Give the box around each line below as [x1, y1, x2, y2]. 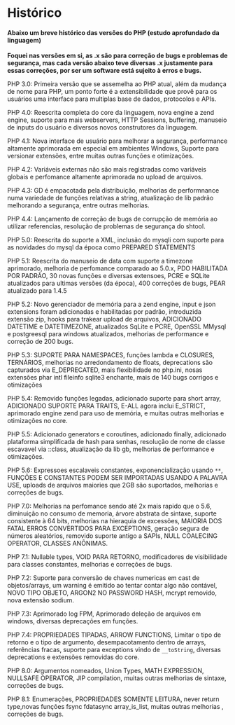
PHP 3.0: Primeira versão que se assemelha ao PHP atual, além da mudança [7, 80, 227, 88]
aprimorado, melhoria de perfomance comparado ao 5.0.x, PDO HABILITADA [7, 264, 228, 272]
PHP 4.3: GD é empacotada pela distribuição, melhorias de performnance [7, 186, 220, 195]
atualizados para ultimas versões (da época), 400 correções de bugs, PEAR [7, 279, 226, 288]
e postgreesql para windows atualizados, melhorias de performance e [7, 330, 209, 338]
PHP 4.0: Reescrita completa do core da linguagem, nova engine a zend [7, 109, 215, 117]
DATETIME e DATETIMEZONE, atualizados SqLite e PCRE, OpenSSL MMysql [7, 322, 227, 331]
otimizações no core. [7, 417, 68, 425]
